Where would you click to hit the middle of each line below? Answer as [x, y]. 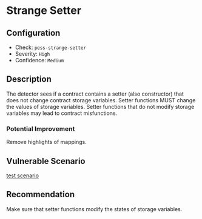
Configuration [33, 33]
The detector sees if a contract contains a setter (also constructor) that [95, 94]
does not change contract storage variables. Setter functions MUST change [101, 100]
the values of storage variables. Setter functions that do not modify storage [100, 106]
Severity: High [32, 54]
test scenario [23, 175]
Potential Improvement [41, 129]
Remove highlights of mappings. [46, 142]
